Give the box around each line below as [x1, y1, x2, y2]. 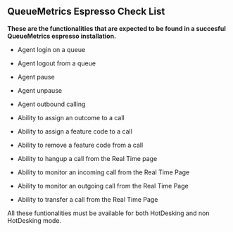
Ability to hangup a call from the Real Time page [17, 154, 158, 162]
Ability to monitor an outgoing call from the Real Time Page [17, 181, 189, 190]
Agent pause [17, 72, 55, 81]
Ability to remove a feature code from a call [17, 141, 144, 149]
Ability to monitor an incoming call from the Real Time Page [17, 168, 190, 176]
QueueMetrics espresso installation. [7, 32, 117, 40]
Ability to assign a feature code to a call [17, 127, 132, 136]
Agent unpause [17, 86, 62, 94]
